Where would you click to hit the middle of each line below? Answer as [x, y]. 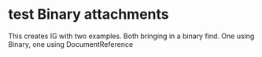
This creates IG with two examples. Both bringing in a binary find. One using [131, 36]
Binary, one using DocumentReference [71, 44]
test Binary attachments [89, 14]
